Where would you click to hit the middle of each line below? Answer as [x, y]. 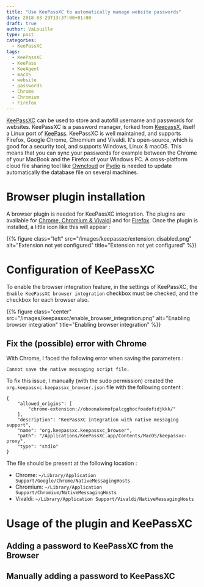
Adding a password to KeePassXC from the [90, 546]
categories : [21, 40]
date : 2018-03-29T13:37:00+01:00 [49, 18]
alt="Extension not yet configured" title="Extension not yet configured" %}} [102, 245]
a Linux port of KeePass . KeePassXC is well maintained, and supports [94, 133]
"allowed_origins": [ [45, 404]
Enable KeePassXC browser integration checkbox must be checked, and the [102, 293]
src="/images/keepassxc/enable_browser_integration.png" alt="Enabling [98, 318]
